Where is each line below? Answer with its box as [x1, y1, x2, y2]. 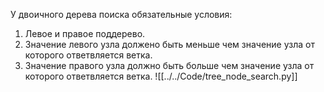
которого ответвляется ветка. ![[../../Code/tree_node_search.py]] [24, 70, 298, 82]
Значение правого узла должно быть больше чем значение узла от [24, 60, 315, 71]
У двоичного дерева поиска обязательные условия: [10, 9, 233, 20]
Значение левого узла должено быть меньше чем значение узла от [24, 39, 315, 50]
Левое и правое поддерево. [24, 28, 146, 39]
